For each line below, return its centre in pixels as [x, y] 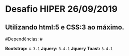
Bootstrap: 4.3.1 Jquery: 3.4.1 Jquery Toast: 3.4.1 [59, 48]
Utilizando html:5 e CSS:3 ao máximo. [65, 27]
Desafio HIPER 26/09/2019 [61, 9]
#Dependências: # [24, 39]
